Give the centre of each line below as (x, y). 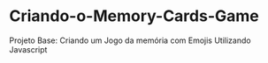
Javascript (28, 49)
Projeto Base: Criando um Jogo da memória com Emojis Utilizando (130, 40)
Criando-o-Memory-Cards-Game (134, 16)
